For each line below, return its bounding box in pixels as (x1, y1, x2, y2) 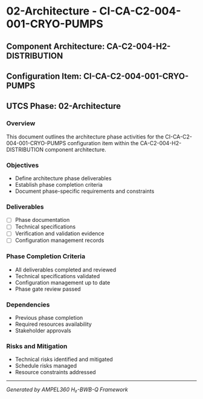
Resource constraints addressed (14, 369, 96, 376)
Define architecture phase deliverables (14, 174, 112, 182)
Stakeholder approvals (14, 327, 71, 334)
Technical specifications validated (14, 272, 100, 279)
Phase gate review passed (14, 285, 81, 293)
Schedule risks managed (14, 362, 77, 369)
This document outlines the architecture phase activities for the (6, 133, 164, 140)
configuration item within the (67, 139, 139, 146)
